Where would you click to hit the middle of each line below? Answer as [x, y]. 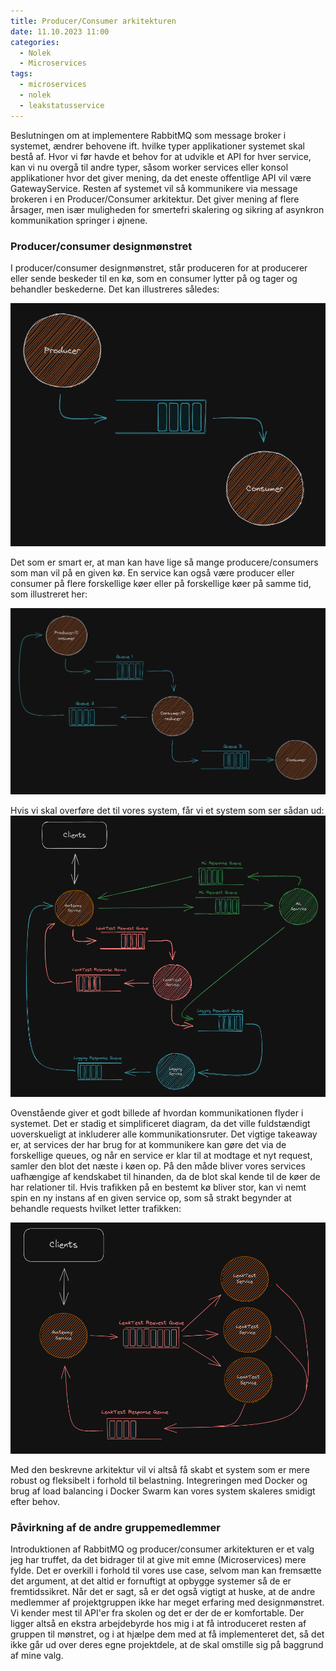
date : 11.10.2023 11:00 [60, 31]
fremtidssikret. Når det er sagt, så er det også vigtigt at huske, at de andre [163, 1592]
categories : [35, 42]
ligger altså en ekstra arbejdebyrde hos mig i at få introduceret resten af [158, 1624]
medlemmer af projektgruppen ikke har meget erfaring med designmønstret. [167, 1602]
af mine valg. [37, 1656]
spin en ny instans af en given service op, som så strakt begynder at [151, 1198]
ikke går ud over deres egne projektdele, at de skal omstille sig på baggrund [167, 1645]
